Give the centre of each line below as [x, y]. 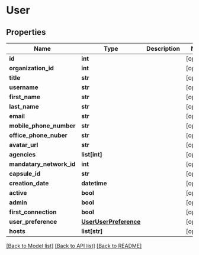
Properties [26, 32]
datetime [94, 183]
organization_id [32, 68]
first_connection [33, 212]
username [24, 87]
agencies [23, 154]
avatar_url [24, 145]
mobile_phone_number [42, 126]
